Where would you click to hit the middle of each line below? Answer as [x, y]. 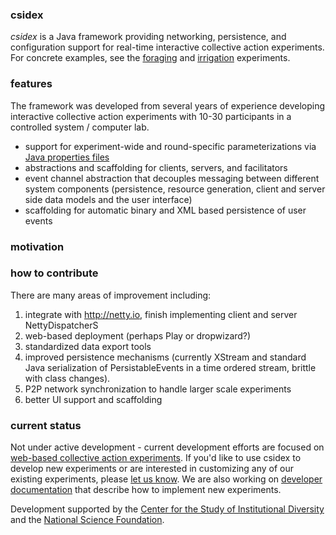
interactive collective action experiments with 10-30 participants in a [151, 116]
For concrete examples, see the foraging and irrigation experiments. [150, 58]
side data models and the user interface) [108, 199]
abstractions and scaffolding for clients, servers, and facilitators [156, 167]
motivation [37, 246]
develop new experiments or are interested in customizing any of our [152, 469]
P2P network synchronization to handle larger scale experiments [158, 389]
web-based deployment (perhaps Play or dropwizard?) [138, 335]
